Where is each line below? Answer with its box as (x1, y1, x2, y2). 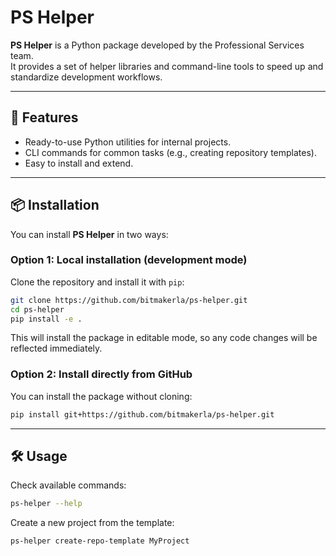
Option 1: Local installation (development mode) (10, 253, 248, 267)
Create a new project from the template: (10, 517, 175, 529)
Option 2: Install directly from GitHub (10, 367, 193, 381)
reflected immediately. (10, 342, 103, 355)
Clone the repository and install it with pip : (10, 276, 185, 288)
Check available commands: (10, 479, 127, 491)
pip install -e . (10, 314, 83, 324)
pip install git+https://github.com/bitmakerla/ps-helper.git (10, 409, 275, 420)
